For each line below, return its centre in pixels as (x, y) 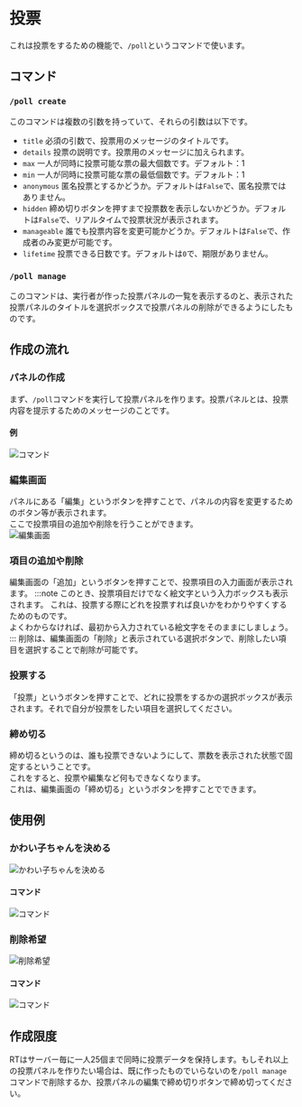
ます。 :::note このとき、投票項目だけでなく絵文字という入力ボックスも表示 (149, 593)
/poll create (38, 102)
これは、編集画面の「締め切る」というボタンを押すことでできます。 (135, 789)
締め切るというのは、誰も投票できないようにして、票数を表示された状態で (147, 755)
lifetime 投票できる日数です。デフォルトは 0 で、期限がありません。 (147, 253)
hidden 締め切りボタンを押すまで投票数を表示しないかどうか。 (138, 208)
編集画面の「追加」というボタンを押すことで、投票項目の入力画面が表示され (151, 582)
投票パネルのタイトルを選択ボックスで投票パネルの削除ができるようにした (147, 307)
